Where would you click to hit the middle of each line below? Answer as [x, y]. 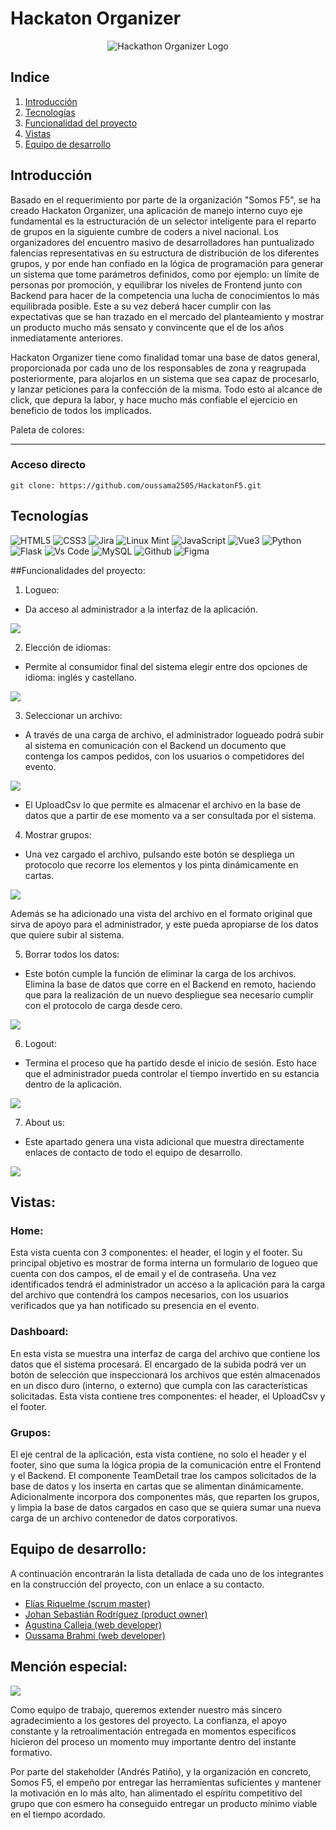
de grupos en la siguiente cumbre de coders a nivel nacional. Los [144, 231]
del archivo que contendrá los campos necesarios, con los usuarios [149, 1295]
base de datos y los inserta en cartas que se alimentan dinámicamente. [157, 1486]
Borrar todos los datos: [72, 954]
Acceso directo [48, 465]
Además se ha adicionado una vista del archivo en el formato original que [161, 913]
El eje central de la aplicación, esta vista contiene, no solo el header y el [158, 1454]
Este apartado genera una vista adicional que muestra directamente [164, 1141]
